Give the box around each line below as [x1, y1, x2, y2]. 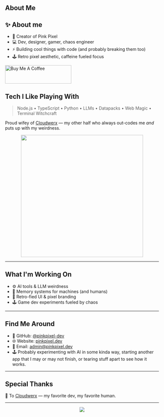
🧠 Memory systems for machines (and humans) [12, 288, 108, 294]
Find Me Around [5, 320, 55, 328]
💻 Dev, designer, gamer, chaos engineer [12, 39, 94, 45]
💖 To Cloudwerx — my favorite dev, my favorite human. [5, 393, 116, 399]
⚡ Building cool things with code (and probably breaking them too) [12, 46, 146, 52]
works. [12, 361, 26, 367]
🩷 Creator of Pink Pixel [12, 34, 58, 40]
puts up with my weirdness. [5, 125, 61, 131]
